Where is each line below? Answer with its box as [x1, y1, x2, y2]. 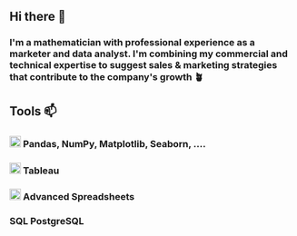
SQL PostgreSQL [9, 215, 84, 228]
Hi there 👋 [9, 9, 66, 25]
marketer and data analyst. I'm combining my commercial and [9, 47, 289, 60]
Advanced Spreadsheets [22, 191, 134, 203]
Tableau [22, 164, 60, 177]
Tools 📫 [9, 103, 57, 119]
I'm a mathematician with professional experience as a [9, 36, 256, 49]
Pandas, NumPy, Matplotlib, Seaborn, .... [22, 137, 206, 150]
